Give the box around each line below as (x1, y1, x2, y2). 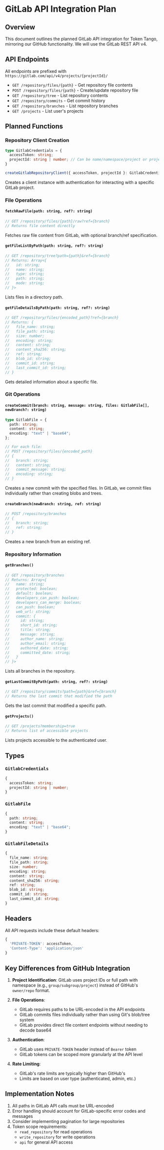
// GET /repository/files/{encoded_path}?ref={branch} (5, 315, 119, 320)
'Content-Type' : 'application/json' (9, 946, 84, 951)
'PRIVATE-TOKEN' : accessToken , (9, 941, 73, 946)
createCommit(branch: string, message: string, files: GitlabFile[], (5, 403, 150, 408)
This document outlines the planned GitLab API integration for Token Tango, (5, 36, 158, 42)
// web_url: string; (5, 609, 51, 614)
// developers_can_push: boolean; (5, 596, 80, 601)
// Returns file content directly (5, 223, 76, 228)
